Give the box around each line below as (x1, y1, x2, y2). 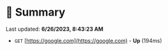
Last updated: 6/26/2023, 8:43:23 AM (5, 25, 104, 33)
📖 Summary (5, 5, 66, 19)
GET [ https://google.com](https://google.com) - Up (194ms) (14, 37, 162, 44)
